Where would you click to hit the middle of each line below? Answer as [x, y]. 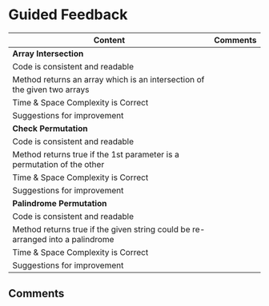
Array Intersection [48, 54]
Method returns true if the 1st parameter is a [96, 154]
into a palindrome [81, 239]
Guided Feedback [68, 15]
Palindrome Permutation [60, 203]
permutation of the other [58, 164]
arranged [30, 239]
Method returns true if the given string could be [101, 229]
